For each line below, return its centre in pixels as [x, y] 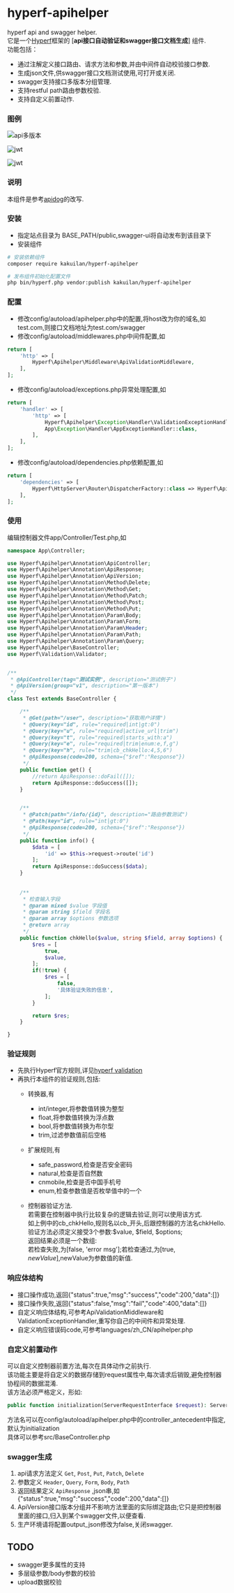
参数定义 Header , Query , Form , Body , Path [73, 1482]
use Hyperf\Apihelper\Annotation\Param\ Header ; [78, 628]
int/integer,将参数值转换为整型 [81, 1109]
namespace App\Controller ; [46, 551]
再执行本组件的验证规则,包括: [59, 1079]
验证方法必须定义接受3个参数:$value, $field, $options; [105, 1232]
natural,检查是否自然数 [70, 1173]
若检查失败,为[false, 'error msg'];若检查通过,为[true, [101, 1249]
